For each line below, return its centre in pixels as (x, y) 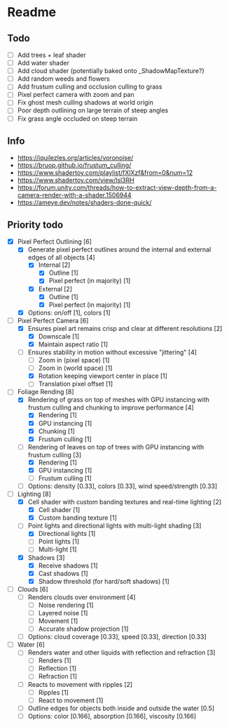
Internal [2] (54, 265)
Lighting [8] (34, 494)
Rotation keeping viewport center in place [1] (103, 376)
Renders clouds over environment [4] (82, 597)
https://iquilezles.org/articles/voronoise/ (75, 158)
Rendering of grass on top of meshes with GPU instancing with (119, 400)
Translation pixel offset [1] (76, 384)
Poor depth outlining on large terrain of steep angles (93, 110)
